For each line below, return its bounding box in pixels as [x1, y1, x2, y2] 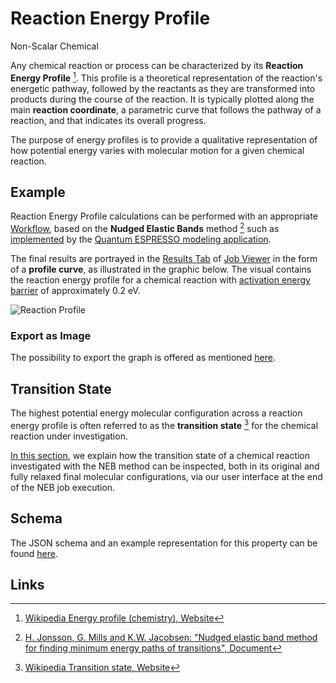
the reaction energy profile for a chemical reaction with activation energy [10, 274, 311, 286]
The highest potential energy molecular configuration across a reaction [10, 407, 303, 419]
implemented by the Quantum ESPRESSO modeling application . [10, 233, 272, 246]
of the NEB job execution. [10, 481, 116, 493]
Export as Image [10, 328, 92, 342]
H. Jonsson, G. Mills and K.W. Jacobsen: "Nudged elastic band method [24, 632, 318, 644]
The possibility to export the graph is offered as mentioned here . [10, 352, 276, 364]
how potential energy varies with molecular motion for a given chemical [10, 144, 305, 156]
